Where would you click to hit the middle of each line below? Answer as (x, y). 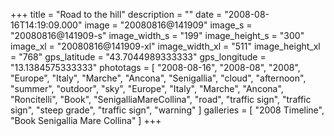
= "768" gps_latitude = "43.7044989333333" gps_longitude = (138, 57)
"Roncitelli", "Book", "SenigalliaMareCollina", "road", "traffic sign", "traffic (161, 99)
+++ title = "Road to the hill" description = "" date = (116, 14)
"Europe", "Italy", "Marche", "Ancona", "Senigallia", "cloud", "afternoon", (158, 78)
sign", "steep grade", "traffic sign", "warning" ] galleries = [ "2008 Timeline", (167, 110)
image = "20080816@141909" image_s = (168, 25)
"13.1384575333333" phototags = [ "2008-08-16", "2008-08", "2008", (155, 67)
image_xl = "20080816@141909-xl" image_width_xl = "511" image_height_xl (165, 46)
